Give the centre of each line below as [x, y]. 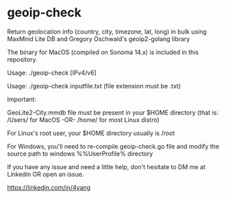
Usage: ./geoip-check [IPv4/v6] [52, 73]
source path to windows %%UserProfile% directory [80, 153]
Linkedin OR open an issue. [46, 174]
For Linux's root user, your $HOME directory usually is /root [91, 133]
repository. [22, 59]
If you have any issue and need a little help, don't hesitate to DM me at [106, 166]
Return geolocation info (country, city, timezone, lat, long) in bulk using [107, 32]
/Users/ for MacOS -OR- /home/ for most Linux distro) [83, 120]
